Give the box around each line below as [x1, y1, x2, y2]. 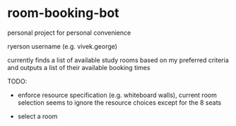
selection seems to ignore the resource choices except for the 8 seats [17, 98, 221, 107]
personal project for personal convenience [7, 28, 131, 37]
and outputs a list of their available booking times [7, 63, 151, 71]
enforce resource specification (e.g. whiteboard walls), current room [17, 91, 217, 99]
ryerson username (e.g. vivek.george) [7, 42, 118, 50]
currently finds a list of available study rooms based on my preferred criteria [7, 55, 230, 64]
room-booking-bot [7, 5, 119, 21]
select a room [17, 112, 58, 120]
